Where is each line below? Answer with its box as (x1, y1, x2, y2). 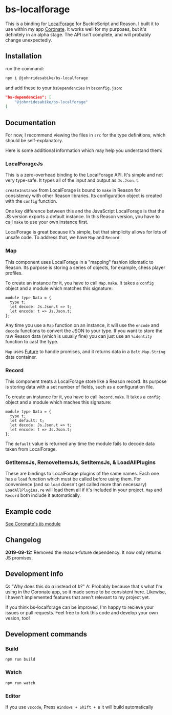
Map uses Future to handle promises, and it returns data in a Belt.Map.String (5, 348, 165, 355)
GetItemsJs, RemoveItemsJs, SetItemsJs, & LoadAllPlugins (5, 458, 156, 466)
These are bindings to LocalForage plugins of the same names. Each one (5, 471, 159, 477)
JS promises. (5, 554, 33, 561)
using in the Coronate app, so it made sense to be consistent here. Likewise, (5, 589, 166, 595)
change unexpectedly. (5, 37, 52, 43)
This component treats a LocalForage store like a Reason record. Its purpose (5, 378, 167, 384)
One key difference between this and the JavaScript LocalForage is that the (5, 208, 165, 214)
